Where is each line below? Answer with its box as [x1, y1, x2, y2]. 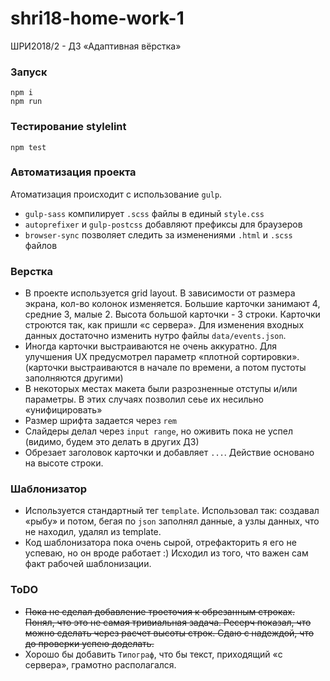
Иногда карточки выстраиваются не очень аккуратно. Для [24, 340, 278, 352]
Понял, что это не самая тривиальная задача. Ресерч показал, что [24, 616, 312, 628]
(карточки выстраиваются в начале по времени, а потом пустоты [24, 362, 307, 374]
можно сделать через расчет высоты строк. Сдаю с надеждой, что [24, 627, 315, 639]
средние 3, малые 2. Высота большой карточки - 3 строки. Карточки [24, 308, 321, 321]
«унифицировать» [24, 404, 103, 416]
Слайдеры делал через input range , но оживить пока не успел [24, 425, 293, 437]
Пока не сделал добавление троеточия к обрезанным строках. [24, 605, 296, 617]
